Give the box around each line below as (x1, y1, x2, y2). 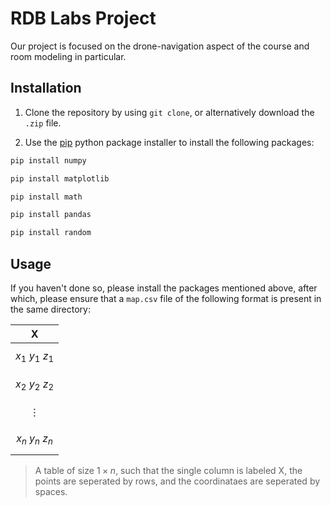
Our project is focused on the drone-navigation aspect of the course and (10, 40, 310, 52)
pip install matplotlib (10, 173, 110, 184)
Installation (10, 80, 82, 97)
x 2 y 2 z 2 (15, 377, 55, 393)
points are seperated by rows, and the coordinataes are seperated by (34, 475, 321, 487)
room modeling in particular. (10, 50, 127, 62)
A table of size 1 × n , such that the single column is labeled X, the (34, 464, 303, 476)
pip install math (10, 192, 83, 202)
